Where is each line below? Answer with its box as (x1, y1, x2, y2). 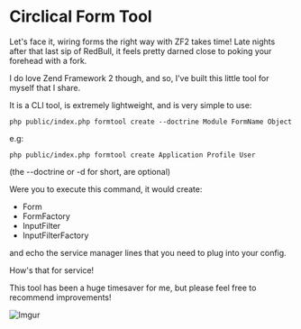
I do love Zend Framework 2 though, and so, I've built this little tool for (9, 72, 269, 83)
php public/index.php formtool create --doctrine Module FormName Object (9, 117, 293, 126)
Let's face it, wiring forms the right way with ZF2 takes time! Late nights (9, 36, 276, 47)
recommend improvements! (9, 291, 112, 303)
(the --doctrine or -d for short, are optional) (9, 166, 171, 177)
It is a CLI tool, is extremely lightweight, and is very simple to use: (9, 99, 252, 110)
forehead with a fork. (9, 55, 87, 66)
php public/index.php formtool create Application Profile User (9, 151, 256, 160)
